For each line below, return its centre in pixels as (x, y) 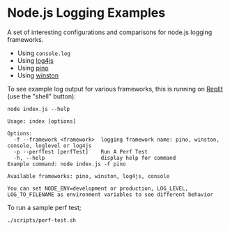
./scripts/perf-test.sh (42, 220)
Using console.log (44, 53)
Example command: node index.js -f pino (67, 164)
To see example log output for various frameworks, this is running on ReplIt (115, 89)
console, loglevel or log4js (49, 146)
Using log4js (35, 60)
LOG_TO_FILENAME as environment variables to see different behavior (110, 194)
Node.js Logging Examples (86, 13)
